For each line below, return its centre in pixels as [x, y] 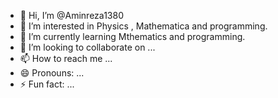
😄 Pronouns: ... [52, 73]
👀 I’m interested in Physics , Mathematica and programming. [143, 26]
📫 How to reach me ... [66, 58]
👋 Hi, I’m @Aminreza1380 [71, 15]
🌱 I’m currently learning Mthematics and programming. [132, 36]
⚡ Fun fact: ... [47, 84]
